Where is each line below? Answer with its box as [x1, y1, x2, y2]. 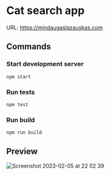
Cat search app [6, 4, 85, 18]
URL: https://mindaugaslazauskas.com [6, 24, 103, 31]
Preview [6, 146, 38, 156]
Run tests [6, 88, 35, 96]
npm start [6, 74, 32, 80]
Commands [6, 41, 52, 52]
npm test [6, 101, 29, 107]
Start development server [6, 60, 84, 68]
